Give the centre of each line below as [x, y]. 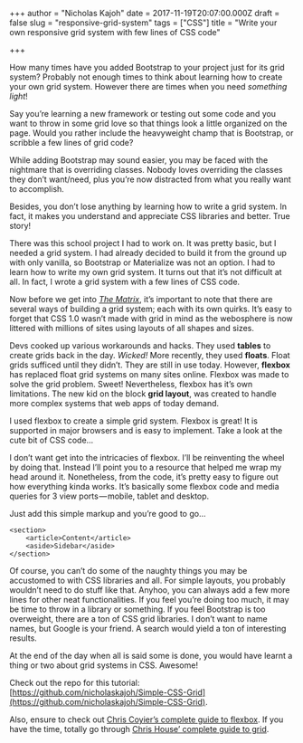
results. [24, 638]
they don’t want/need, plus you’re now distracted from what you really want [150, 179]
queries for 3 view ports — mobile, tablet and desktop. [109, 496]
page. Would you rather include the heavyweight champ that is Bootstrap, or [151, 133]
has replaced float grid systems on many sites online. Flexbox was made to [149, 374]
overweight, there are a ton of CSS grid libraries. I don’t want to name [139, 619]
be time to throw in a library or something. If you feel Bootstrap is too [137, 609]
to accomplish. [37, 189]
